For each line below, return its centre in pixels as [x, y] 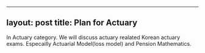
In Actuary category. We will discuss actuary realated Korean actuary [93, 37]
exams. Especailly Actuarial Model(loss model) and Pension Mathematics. [99, 43]
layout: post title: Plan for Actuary [72, 23]
